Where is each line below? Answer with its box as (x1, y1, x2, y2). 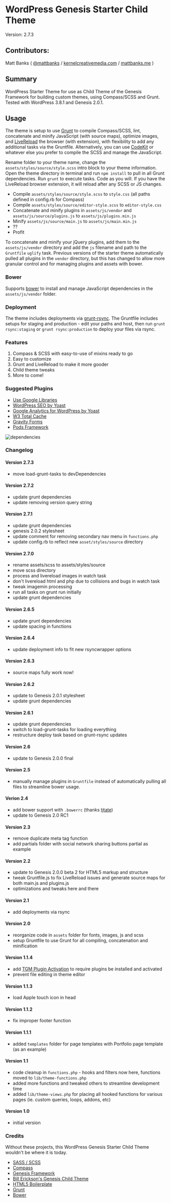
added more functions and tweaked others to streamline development (12, 1080, 160, 1086)
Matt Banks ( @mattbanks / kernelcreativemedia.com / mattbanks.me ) (5, 60, 154, 66)
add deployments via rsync (12, 908, 70, 915)
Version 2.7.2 (5, 483, 34, 489)
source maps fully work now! (12, 669, 74, 675)
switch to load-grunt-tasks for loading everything (12, 727, 116, 733)
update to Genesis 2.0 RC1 (12, 812, 69, 818)
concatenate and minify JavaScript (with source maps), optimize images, (5, 133, 159, 139)
